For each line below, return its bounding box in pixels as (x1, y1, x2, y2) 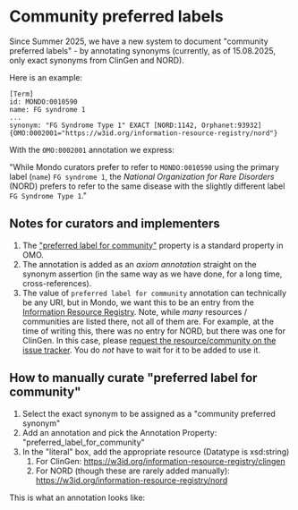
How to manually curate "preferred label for (9, 370, 258, 386)
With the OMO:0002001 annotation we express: (9, 144, 175, 155)
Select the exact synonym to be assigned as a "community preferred (21, 408, 276, 419)
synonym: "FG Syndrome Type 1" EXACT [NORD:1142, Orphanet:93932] (9, 121, 262, 130)
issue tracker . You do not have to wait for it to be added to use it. (21, 344, 261, 355)
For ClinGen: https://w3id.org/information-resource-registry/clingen (35, 455, 285, 466)
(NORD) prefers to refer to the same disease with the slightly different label (9, 181, 285, 191)
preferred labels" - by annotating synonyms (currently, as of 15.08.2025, (9, 45, 276, 55)
